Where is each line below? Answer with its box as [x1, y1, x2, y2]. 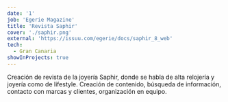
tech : [7, 41, 23, 48]
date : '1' [7, 10, 36, 17]
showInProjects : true [7, 54, 69, 61]
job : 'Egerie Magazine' [7, 16, 75, 23]
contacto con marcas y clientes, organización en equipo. [7, 87, 167, 95]
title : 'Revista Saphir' [7, 22, 78, 29]
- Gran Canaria [13, 48, 57, 55]
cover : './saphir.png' [7, 29, 72, 36]
